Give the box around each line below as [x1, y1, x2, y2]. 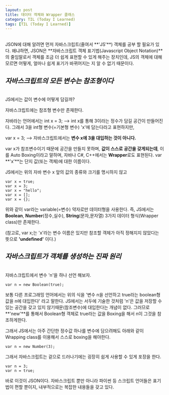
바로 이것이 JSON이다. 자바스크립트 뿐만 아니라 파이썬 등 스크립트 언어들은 [5, 377, 152, 383]
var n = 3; [5, 364, 28, 369]
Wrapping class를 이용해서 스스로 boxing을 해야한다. [5, 334, 111, 340]
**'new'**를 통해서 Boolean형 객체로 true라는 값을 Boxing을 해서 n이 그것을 [5, 311, 156, 317]
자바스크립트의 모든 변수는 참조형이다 [5, 76, 114, 85]
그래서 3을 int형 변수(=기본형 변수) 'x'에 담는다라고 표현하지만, [12, 124, 135, 130]
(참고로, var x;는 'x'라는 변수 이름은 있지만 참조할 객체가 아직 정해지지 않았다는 [5, 230, 159, 236]
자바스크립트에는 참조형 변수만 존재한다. [5, 107, 84, 113]
